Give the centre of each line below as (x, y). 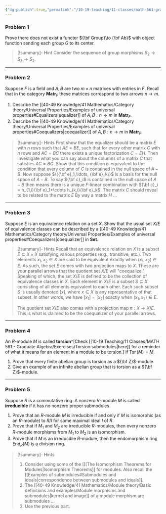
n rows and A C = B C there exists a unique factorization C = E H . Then (87, 153)
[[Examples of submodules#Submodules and (70, 475)
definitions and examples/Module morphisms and (75, 491)
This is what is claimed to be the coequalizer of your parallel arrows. (87, 313)
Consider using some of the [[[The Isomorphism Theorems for (88, 464)
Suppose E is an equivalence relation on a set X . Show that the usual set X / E (83, 224)
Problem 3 (18, 213)
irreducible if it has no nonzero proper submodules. (58, 406)
